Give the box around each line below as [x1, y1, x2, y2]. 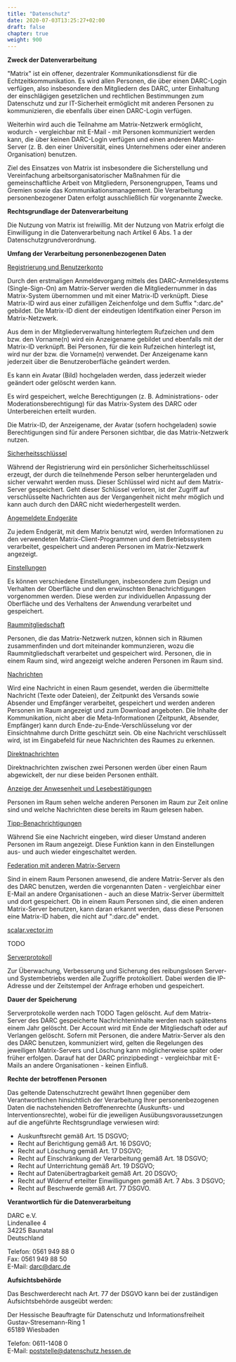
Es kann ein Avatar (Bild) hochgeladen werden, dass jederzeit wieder [7, 371, 206, 380]
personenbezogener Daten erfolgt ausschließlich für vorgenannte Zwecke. [7, 194, 223, 202]
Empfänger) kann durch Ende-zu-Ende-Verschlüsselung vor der [7, 721, 192, 729]
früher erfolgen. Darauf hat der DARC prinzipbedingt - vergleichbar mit [7, 1053, 212, 1062]
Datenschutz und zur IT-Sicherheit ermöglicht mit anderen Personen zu [7, 99, 214, 108]
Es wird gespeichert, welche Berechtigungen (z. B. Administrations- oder [7, 392, 219, 401]
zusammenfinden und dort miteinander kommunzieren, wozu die [7, 642, 195, 650]
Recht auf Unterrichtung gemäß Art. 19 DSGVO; [17, 1162, 155, 1170]
